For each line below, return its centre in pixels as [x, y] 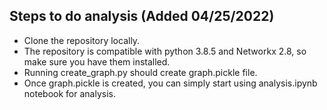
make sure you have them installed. [97, 61]
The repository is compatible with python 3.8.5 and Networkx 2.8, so [165, 51]
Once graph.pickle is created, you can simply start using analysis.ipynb [170, 83]
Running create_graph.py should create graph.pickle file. [140, 72]
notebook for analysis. [69, 93]
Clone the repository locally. [82, 40]
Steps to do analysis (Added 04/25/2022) [142, 16]
